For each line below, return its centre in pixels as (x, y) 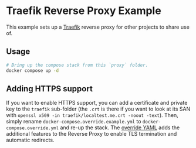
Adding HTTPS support (49, 89)
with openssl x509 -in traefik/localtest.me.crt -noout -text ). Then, (92, 115)
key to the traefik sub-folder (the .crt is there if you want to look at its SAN (98, 109)
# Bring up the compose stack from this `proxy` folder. (77, 65)
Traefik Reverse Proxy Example (84, 11)
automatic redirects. (30, 140)
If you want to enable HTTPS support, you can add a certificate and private (97, 103)
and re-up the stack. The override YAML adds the (120, 128)
